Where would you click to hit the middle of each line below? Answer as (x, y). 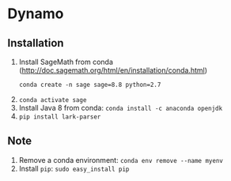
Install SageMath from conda (66, 62)
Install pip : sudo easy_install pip (74, 168)
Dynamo (36, 14)
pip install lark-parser (60, 117)
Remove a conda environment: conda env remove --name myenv (121, 160)
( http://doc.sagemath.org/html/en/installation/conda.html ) (113, 70)
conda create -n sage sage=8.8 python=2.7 (90, 85)
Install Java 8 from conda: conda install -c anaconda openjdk (121, 108)
